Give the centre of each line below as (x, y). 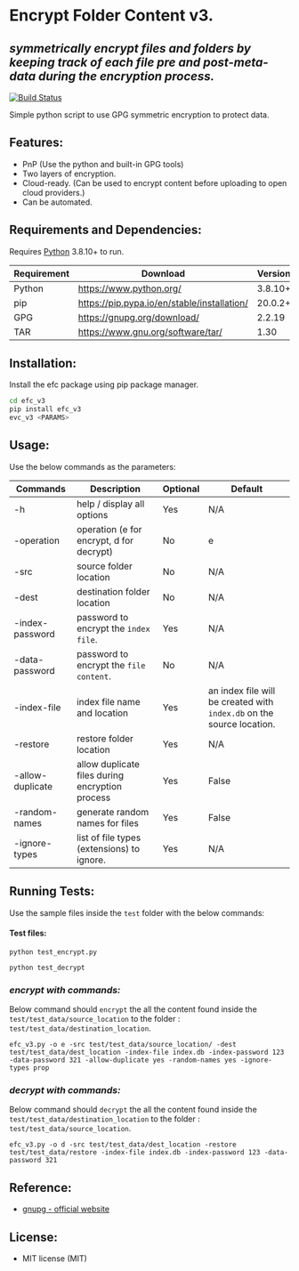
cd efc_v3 (28, 401)
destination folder (113, 591)
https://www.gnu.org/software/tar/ (150, 332)
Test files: (28, 933)
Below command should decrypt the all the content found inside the (133, 1110)
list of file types (109, 838)
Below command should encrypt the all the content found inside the (133, 1009)
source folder (105, 566)
